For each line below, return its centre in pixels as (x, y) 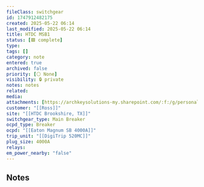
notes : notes (23, 86)
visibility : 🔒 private (35, 80)
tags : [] (17, 52)
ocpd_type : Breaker (31, 125)
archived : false (27, 68)
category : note (25, 57)
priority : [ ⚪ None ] (32, 74)
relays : (16, 147)
